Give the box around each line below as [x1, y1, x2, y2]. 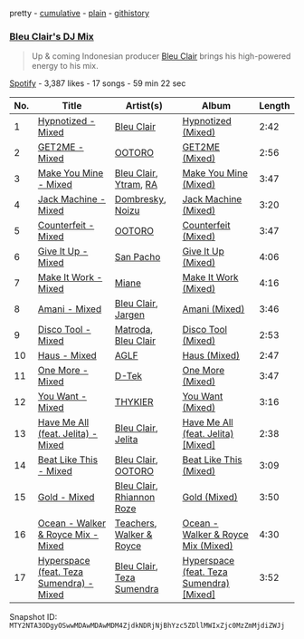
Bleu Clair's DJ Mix [9, 30, 95, 43]
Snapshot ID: [9, 612, 58, 623]
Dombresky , [114, 193, 166, 206]
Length [259, 100, 290, 112]
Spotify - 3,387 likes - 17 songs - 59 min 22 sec [9, 78, 186, 89]
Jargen [114, 308, 145, 321]
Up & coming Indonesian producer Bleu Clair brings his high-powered [31, 51, 291, 62]
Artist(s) [125, 100, 163, 112]
